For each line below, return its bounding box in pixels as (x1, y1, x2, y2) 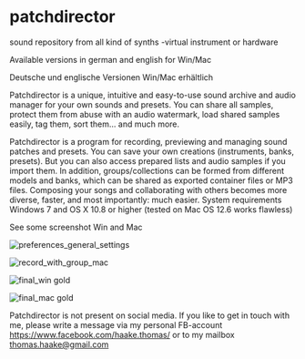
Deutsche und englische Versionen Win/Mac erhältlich (9, 71, 214, 83)
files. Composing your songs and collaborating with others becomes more (9, 184, 288, 195)
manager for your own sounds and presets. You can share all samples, (9, 98, 274, 110)
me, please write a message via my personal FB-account (9, 319, 223, 330)
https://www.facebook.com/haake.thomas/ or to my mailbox (9, 329, 235, 340)
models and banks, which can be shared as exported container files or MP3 (9, 175, 293, 186)
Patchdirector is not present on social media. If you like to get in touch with (9, 310, 290, 321)
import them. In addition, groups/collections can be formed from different (9, 165, 285, 176)
